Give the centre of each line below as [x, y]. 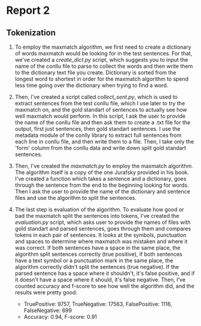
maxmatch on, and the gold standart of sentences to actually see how [101, 110]
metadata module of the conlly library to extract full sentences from [98, 135]
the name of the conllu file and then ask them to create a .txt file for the [103, 122]
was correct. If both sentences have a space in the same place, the [98, 248]
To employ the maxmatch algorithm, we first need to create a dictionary [103, 47]
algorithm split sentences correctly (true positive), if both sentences [98, 254]
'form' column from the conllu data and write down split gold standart [100, 148]
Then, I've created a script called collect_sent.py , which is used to [96, 97]
